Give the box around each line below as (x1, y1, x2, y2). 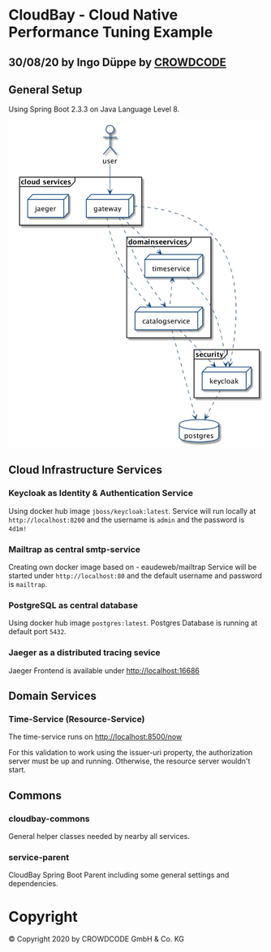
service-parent (8, 851, 70, 863)
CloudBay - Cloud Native (8, 6, 179, 24)
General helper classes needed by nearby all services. (8, 832, 191, 841)
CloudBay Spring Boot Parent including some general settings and (8, 870, 230, 880)
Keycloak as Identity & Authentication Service (8, 488, 193, 499)
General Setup (8, 83, 83, 97)
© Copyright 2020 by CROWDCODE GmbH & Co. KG (8, 934, 185, 944)
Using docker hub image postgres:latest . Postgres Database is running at (8, 618, 258, 628)
